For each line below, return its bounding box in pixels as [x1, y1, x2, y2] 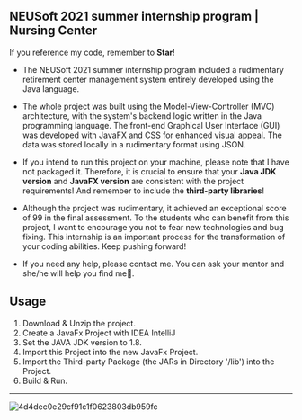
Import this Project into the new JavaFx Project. [22, 346, 199, 357]
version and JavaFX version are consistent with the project [22, 175, 244, 186]
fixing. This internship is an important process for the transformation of [22, 231, 286, 242]
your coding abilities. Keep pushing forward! [22, 240, 187, 252]
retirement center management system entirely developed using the [22, 74, 274, 85]
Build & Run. [22, 375, 68, 386]
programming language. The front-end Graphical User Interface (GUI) [22, 120, 280, 130]
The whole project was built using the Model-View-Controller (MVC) [22, 101, 275, 112]
